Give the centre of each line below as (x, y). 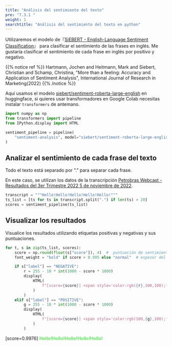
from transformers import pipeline (43, 118)
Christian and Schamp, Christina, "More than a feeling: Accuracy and (78, 73)
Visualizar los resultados (46, 221)
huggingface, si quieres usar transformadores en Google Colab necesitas (83, 99)
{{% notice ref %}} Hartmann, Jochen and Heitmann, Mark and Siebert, (81, 67)
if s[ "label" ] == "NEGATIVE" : (47, 267)
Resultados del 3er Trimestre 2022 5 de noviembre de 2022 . (69, 186)
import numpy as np (26, 114)
